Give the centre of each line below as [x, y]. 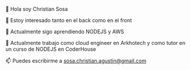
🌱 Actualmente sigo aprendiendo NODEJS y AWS [65, 32]
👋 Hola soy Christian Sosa [37, 9]
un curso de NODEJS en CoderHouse [51, 49]
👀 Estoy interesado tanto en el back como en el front [69, 20]
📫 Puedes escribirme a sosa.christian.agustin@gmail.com [76, 61]
